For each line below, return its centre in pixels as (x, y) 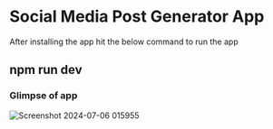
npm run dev (46, 70)
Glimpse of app (44, 96)
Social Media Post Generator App (137, 17)
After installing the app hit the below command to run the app (124, 41)
